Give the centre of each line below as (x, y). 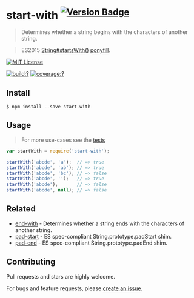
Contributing (31, 262)
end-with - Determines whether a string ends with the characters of (100, 223)
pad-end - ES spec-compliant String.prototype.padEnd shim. (91, 243)
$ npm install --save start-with (48, 107)
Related (21, 209)
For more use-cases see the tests (63, 140)
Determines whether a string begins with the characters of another (104, 32)
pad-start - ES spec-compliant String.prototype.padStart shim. (93, 236)
